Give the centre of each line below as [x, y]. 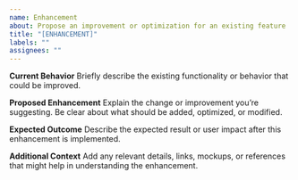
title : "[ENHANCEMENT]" [54, 34]
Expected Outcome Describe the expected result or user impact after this [145, 129]
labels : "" [30, 42]
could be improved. [45, 86]
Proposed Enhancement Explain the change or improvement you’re [134, 102]
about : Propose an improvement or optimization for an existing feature [148, 26]
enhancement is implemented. [65, 139]
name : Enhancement [43, 17]
